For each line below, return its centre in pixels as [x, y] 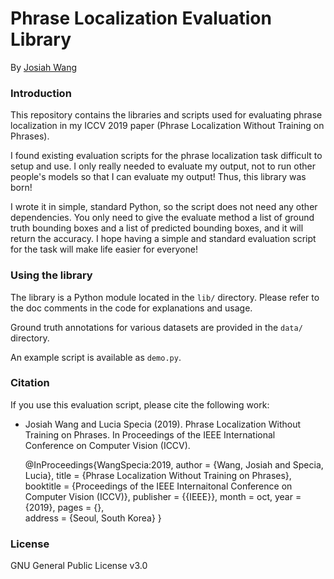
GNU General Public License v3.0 [79, 566]
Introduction [41, 93]
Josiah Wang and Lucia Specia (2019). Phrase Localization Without [163, 424]
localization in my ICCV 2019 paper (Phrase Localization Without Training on [167, 126]
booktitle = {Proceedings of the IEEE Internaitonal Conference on [158, 486]
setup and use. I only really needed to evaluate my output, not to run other [163, 166]
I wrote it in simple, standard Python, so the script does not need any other [164, 207]
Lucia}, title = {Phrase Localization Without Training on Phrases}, [158, 475]
